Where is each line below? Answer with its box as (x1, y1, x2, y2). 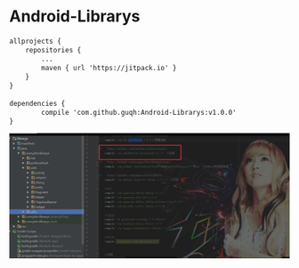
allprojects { (9, 37, 62, 45)
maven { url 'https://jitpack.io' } (41, 63, 177, 72)
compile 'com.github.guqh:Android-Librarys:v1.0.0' (41, 108, 238, 117)
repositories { (25, 45, 82, 54)
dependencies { (9, 99, 66, 108)
